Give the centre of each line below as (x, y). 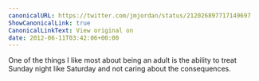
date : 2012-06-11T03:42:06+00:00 (64, 38)
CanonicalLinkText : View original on (71, 30)
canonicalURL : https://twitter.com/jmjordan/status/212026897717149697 (129, 15)
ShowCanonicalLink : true (49, 23)
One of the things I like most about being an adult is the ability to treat (123, 60)
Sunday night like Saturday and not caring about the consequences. (120, 69)
